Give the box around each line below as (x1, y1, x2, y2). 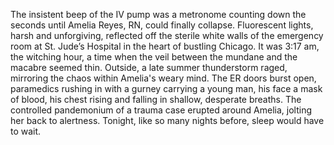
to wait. (10, 125, 42, 137)
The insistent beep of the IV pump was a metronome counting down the (10, 9, 307, 20)
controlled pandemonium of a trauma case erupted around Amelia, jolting (10, 104, 313, 116)
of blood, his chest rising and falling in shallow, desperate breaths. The (10, 94, 302, 105)
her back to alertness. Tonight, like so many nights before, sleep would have (10, 115, 325, 126)
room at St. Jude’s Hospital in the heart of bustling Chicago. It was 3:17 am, (10, 40, 320, 52)
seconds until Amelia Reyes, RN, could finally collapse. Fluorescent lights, (10, 19, 314, 31)
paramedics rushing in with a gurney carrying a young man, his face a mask (10, 83, 323, 94)
